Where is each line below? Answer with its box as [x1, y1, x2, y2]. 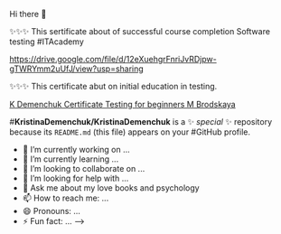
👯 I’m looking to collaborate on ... [22, 164, 145, 173]
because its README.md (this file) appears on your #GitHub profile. [9, 126, 251, 137]
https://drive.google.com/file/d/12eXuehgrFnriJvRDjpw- [9, 54, 217, 64]
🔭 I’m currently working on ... [22, 145, 130, 154]
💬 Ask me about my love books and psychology [22, 183, 201, 193]
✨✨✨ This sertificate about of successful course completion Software [9, 26, 271, 36]
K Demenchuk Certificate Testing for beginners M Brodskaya [9, 99, 237, 109]
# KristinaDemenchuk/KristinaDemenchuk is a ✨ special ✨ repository [9, 117, 273, 126]
